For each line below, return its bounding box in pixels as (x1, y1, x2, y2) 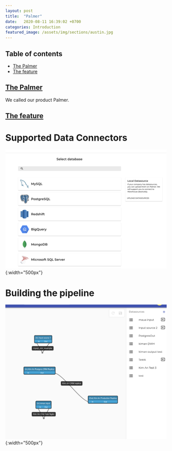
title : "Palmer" (5, 13, 42, 19)
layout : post (5, 8, 33, 13)
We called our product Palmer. (5, 97, 69, 103)
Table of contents (5, 49, 62, 58)
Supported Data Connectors (5, 132, 128, 144)
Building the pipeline (5, 287, 95, 299)
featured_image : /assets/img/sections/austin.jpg (5, 30, 114, 35)
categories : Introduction (5, 25, 60, 30)
